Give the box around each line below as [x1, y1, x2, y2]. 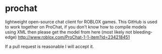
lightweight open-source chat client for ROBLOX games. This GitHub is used [5, 19, 158, 25]
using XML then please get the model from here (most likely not [5, 29, 132, 35]
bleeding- [133, 29, 153, 35]
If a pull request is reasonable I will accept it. [5, 43, 94, 49]
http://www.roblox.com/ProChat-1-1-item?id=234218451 [17, 34, 130, 40]
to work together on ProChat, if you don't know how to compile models [5, 24, 147, 29]
